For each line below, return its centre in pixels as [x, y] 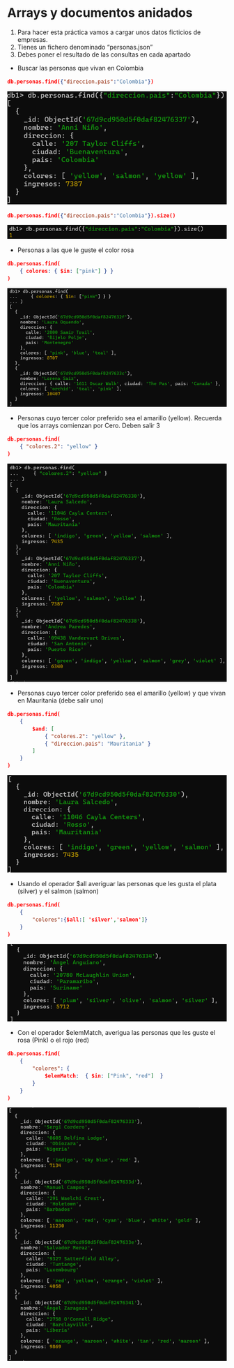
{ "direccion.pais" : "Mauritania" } [97, 744]
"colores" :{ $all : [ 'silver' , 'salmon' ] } [90, 920]
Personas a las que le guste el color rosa [76, 250]
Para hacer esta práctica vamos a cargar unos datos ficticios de [109, 32]
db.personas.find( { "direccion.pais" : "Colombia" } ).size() [92, 215]
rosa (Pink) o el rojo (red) [53, 1040]
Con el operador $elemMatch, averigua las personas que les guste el [116, 1033]
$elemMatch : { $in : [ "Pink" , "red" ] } [104, 1076]
